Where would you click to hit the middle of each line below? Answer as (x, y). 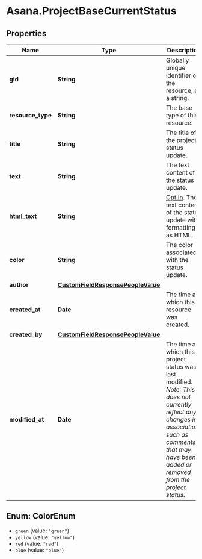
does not (178, 397)
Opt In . (175, 197)
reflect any (181, 412)
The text (177, 165)
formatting (180, 227)
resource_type (31, 115)
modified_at (27, 420)
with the (177, 260)
